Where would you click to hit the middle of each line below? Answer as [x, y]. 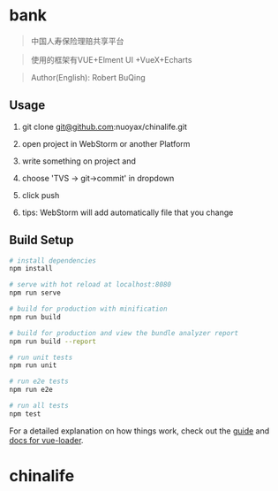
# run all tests [39, 406]
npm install [31, 269]
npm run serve [35, 293]
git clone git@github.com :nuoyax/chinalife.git [105, 127]
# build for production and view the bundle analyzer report [124, 333]
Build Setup [41, 240]
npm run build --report [53, 341]
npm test [25, 414]
